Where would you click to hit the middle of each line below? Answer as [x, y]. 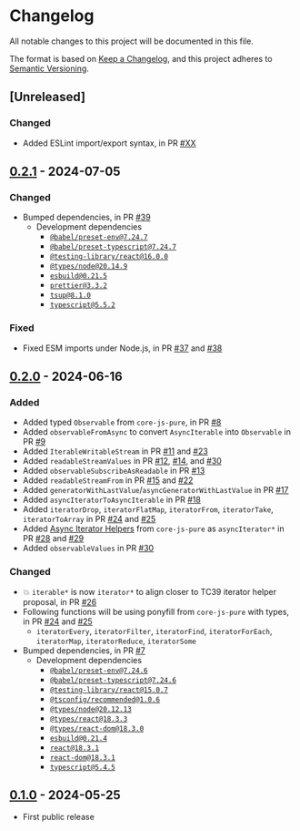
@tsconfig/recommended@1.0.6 [105, 699]
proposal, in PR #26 [60, 601]
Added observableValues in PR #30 [88, 549]
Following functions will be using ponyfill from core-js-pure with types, [155, 611]
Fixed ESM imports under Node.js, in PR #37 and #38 [122, 348]
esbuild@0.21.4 [78, 738]
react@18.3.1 [75, 748]
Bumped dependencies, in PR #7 [84, 650]
